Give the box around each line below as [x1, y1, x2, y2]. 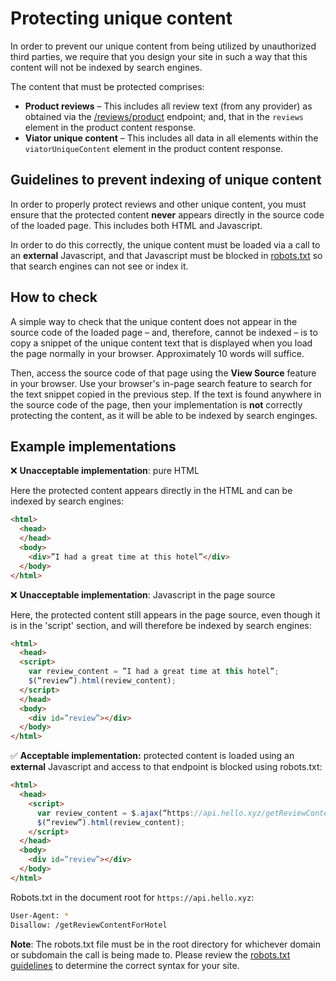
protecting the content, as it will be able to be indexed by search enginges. [10, 409, 318, 421]
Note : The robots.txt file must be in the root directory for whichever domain [10, 938, 322, 950]
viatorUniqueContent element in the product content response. [24, 142, 284, 154]
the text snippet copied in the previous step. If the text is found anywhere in [10, 388, 322, 400]
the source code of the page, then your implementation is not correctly [10, 398, 303, 411]
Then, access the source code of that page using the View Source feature [10, 367, 317, 379]
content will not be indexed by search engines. [10, 61, 203, 73]
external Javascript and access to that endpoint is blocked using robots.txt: [10, 761, 323, 773]
